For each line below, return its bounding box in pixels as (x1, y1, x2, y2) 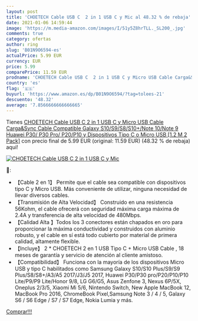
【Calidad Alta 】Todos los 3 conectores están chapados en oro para (14, 218, 183, 225)
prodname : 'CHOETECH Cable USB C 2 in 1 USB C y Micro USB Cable (6, 74, 173, 80)
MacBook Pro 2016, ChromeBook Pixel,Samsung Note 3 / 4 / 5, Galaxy (14, 290, 186, 297)
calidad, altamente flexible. (14, 238, 81, 245)
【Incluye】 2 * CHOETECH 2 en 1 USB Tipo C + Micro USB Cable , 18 (14, 245, 184, 252)
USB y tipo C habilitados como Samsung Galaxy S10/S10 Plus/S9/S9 (14, 265, 180, 272)
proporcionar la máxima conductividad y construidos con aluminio (14, 225, 176, 232)
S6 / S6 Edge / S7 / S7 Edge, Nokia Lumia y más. (14, 296, 133, 303)
